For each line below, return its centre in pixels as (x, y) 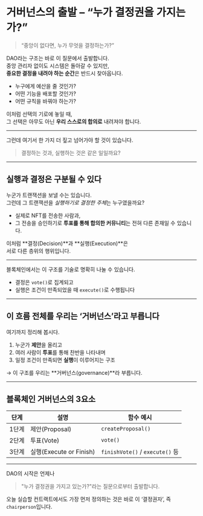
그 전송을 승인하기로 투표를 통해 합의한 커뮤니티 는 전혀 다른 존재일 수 (95, 223)
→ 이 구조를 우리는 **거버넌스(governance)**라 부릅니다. (74, 372)
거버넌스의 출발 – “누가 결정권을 (80, 12)
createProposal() (126, 429)
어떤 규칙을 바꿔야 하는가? (46, 101)
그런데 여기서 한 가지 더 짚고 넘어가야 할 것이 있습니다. (70, 140)
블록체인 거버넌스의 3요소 (51, 399)
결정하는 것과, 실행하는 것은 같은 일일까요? (71, 153)
